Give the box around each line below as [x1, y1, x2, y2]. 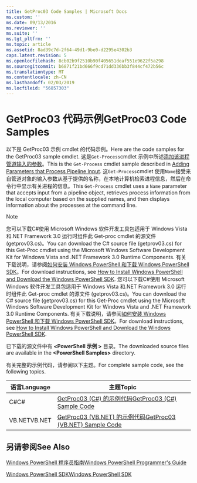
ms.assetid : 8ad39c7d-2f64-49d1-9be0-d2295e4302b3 [6, 47, 133, 53]
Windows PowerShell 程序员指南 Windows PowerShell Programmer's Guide [6, 459, 186, 466]
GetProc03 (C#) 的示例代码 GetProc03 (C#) [57, 394, 177, 402]
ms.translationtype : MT [6, 69, 64, 75]
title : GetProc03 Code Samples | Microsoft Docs [6, 8, 127, 15]
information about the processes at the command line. [6, 201, 137, 209]
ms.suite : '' [6, 31, 38, 37]
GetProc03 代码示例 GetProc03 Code [6, 113, 187, 126]
